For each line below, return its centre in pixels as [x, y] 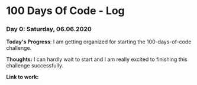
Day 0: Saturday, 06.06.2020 [49, 29]
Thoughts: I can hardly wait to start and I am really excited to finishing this [97, 59]
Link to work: [22, 77]
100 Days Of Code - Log [66, 11]
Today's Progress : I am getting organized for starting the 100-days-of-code [99, 42]
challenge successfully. [35, 66]
